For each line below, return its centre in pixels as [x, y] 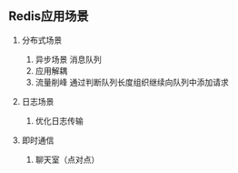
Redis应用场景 [49, 16]
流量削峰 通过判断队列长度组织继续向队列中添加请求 [132, 82]
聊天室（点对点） [67, 159]
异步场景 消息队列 [68, 59]
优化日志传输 [59, 120]
